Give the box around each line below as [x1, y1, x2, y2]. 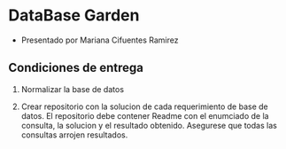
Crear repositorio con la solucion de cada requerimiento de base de [20, 101, 268, 112]
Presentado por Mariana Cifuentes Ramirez [20, 35, 179, 45]
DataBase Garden [8, 5, 140, 26]
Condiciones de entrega [8, 60, 143, 75]
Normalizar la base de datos [20, 83, 125, 94]
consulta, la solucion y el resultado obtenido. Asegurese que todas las [20, 120, 278, 130]
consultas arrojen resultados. [20, 129, 128, 140]
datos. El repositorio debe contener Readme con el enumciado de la [20, 110, 269, 121]
